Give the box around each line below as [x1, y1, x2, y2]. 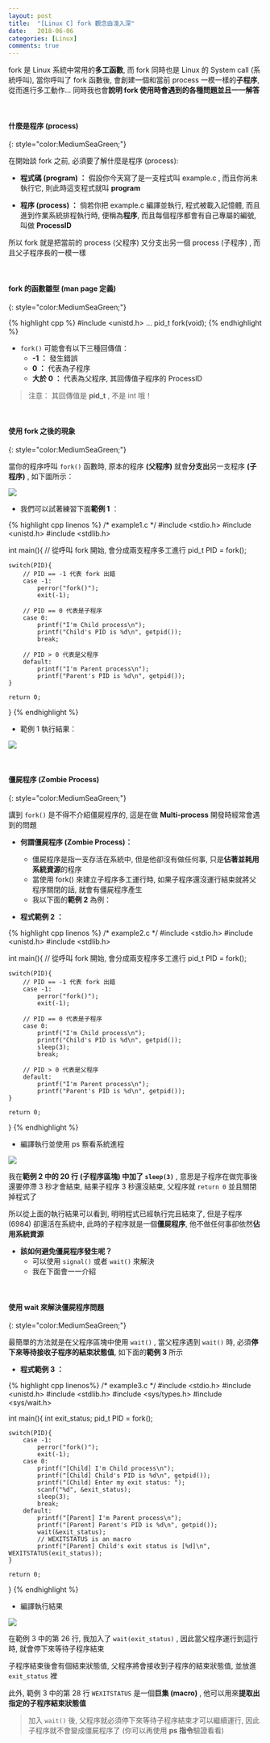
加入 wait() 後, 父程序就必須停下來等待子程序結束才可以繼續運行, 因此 [27, 1716, 260, 1725]
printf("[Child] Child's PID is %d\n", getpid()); [37, 1471, 211, 1480]
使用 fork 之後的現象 [8, 426, 76, 436]
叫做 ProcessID [19, 221, 73, 230]
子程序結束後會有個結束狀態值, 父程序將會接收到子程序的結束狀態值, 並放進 [8, 1661, 256, 1671]
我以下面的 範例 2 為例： [31, 895, 111, 904]
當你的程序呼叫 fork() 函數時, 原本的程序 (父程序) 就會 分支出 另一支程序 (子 [8, 461, 257, 471]
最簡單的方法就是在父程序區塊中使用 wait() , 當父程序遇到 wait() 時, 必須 [8, 1337, 251, 1347]
